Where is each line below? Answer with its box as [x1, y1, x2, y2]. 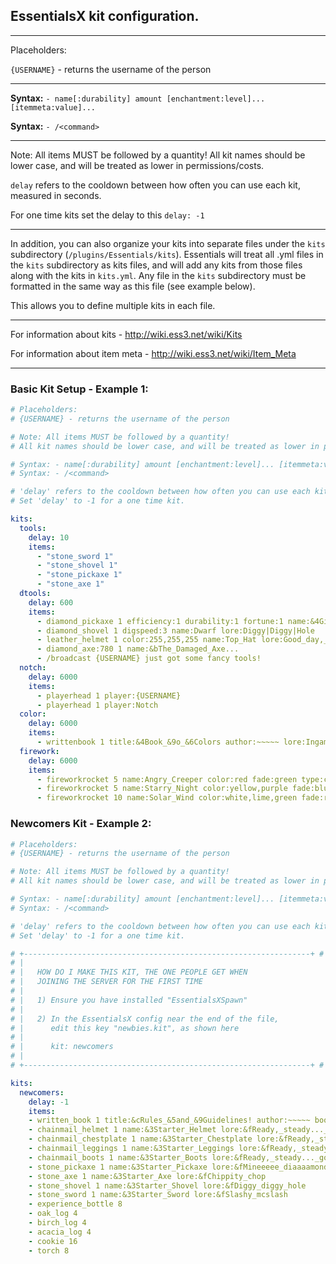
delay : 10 [28, 532, 70, 543]
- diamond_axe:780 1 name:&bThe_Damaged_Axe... [36, 644, 240, 654]
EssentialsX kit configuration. [10, 8, 200, 25]
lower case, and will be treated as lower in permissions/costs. [10, 159, 265, 171]
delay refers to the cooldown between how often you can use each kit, [10, 179, 301, 191]
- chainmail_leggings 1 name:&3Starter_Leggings [28, 1144, 235, 1154]
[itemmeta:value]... [10, 102, 97, 113]
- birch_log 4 [28, 1218, 87, 1228]
